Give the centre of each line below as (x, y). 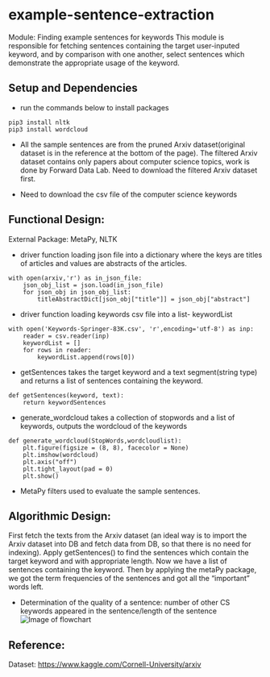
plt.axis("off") (50, 462)
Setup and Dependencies (73, 88)
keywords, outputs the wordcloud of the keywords (104, 426)
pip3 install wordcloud (48, 129)
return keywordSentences (64, 402)
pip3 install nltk (39, 123)
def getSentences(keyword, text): (66, 395)
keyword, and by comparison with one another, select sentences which (127, 54)
